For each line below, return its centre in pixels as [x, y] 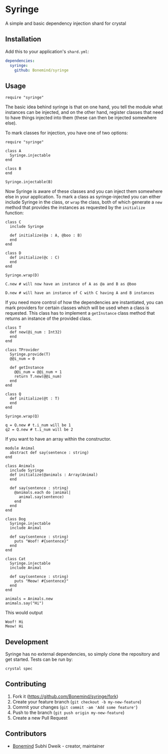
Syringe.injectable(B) [29, 182]
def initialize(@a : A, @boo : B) [46, 236]
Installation [23, 39]
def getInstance [27, 368]
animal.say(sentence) [41, 497]
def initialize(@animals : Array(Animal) [54, 475]
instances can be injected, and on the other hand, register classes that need [84, 112]
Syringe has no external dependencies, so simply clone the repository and [82, 654]
